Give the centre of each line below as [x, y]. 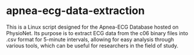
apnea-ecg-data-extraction [75, 11]
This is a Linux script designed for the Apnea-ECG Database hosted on [93, 27]
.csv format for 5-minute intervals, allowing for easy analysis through [90, 39]
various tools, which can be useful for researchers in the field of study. [92, 46]
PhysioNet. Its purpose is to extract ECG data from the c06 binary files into [97, 33]
